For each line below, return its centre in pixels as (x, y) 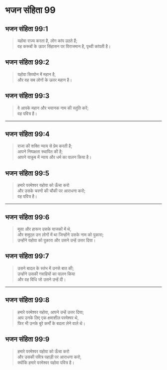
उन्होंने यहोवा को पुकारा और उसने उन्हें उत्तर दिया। (56, 241)
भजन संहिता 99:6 (27, 217)
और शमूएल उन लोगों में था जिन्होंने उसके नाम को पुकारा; (60, 235)
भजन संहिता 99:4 (27, 134)
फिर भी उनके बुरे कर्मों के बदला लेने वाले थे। (51, 323)
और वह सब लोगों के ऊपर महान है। (44, 80)
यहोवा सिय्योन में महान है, (37, 74)
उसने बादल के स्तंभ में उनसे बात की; (45, 268)
